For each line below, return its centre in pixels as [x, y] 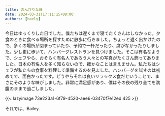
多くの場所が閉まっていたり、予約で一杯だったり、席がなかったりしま [84, 46]
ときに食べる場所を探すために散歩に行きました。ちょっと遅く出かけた [85, 39]
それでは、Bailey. [23, 109]
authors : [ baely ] [23, 19]
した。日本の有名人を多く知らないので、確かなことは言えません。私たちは [81, 64]
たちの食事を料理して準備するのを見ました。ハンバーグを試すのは [89, 70]
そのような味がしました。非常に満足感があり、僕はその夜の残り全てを [85, 83]
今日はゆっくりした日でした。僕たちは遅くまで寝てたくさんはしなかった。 [81, 33]
